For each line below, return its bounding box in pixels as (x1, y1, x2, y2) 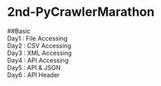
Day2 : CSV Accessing (7, 41, 71, 50)
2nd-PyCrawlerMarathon (7, 4, 155, 20)
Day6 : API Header (7, 70, 60, 79)
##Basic (7, 27, 31, 35)
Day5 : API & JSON (7, 63, 61, 72)
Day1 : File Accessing (7, 34, 68, 42)
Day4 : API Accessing (7, 56, 69, 64)
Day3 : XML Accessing (7, 49, 73, 57)
